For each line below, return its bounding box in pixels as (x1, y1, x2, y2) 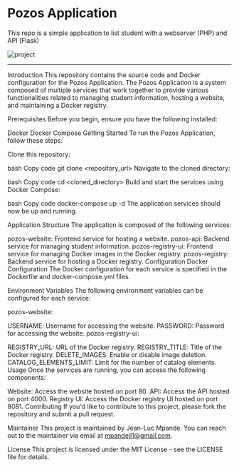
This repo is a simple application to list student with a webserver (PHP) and (7, 29, 228, 37)
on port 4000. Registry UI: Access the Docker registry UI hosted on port (7, 394, 218, 403)
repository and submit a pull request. (7, 409, 115, 418)
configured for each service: (7, 293, 91, 302)
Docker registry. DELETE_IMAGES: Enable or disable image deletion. (7, 350, 208, 358)
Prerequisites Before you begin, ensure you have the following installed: (7, 114, 218, 123)
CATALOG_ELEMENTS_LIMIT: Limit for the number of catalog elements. (7, 358, 217, 366)
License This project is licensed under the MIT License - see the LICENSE (7, 445, 223, 453)
